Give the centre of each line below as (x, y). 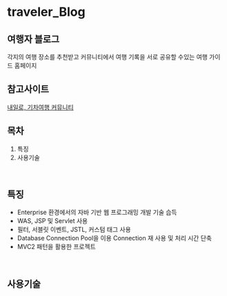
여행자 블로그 (33, 39)
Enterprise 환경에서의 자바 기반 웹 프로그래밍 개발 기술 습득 (97, 212)
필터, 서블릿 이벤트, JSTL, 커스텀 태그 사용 (74, 230)
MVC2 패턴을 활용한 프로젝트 (57, 247)
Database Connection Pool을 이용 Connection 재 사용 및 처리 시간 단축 (115, 238)
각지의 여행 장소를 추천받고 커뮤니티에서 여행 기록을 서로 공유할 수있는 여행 (108, 57)
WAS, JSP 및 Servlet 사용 (52, 221)
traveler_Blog (46, 12)
